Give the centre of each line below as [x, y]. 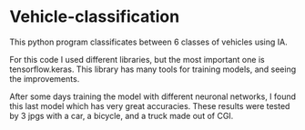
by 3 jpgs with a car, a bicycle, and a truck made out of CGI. [122, 115]
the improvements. [45, 78]
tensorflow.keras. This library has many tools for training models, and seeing [153, 69]
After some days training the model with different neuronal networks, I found [153, 96]
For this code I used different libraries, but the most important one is [137, 59]
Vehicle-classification [95, 17]
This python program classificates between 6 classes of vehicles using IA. [149, 42]
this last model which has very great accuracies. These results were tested [150, 105]
